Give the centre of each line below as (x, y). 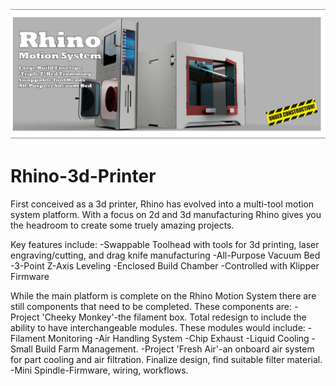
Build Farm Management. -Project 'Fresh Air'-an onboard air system (174, 349)
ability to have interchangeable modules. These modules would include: (158, 327)
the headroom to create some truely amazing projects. (122, 225)
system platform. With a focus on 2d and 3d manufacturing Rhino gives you (166, 214)
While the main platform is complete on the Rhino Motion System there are (163, 295)
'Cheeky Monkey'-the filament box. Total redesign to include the (174, 317)
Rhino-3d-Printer (83, 175)
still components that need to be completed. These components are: (151, 306)
